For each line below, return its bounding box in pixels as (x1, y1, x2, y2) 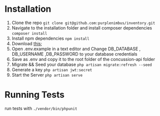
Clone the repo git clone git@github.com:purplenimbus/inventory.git (11, 20, 156, 26)
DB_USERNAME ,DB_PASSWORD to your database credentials (11, 51, 138, 57)
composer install (11, 31, 48, 36)
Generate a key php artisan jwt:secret (11, 66, 92, 72)
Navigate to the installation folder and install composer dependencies (11, 25, 153, 30)
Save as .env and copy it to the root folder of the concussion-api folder (11, 56, 156, 62)
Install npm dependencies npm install (11, 35, 89, 41)
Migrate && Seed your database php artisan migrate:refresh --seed (11, 61, 152, 67)
